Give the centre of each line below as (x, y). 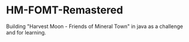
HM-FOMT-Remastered (65, 10)
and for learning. (26, 32)
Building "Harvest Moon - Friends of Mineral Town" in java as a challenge (95, 26)
